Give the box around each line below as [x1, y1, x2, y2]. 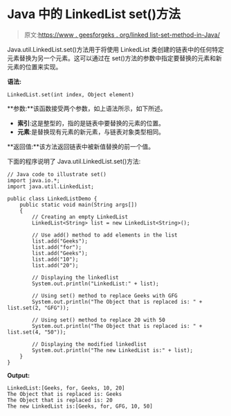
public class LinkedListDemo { [7, 195, 98, 202]
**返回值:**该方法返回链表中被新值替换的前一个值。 [7, 142, 155, 150]
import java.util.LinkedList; [7, 183, 95, 190]
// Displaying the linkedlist [32, 274, 119, 281]
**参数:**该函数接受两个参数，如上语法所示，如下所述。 [7, 104, 167, 112]
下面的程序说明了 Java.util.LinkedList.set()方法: [7, 157, 141, 165]
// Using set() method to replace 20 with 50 [32, 316, 166, 323]
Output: [7, 371, 30, 379]
